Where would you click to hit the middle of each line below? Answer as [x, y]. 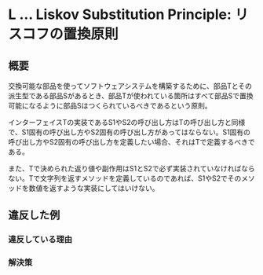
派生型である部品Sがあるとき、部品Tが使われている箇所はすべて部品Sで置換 [131, 96]
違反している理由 [40, 240]
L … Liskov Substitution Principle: [120, 15]
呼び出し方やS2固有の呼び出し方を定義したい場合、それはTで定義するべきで [131, 142]
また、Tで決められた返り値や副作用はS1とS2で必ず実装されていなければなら [131, 169]
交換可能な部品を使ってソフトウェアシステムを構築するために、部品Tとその [130, 86]
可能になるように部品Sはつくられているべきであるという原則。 [110, 106]
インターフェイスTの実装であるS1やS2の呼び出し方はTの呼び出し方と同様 [127, 122]
